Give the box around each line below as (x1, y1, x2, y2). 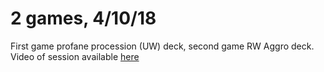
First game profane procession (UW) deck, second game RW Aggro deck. (10, 40, 315, 52)
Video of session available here (10, 50, 140, 62)
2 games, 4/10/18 (10, 7, 157, 30)
